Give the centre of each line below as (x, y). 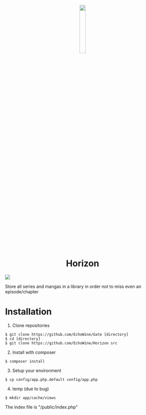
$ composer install (25, 361)
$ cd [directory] (23, 339)
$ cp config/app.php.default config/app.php (51, 379)
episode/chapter (22, 291)
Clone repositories (31, 325)
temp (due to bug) (30, 389)
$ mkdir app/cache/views (30, 398)
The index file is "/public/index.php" (42, 407)
